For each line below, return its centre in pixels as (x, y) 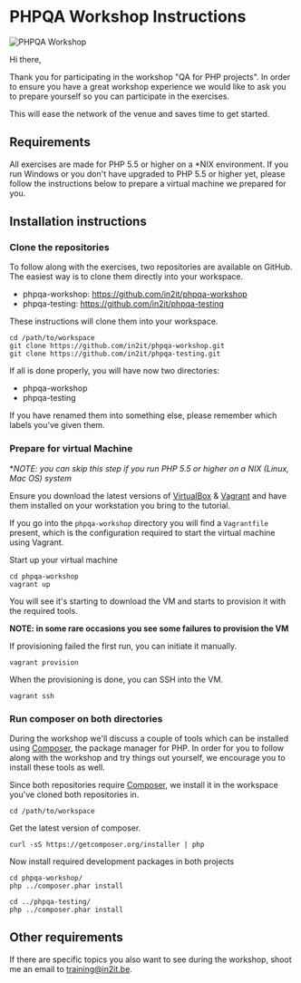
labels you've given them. (58, 425)
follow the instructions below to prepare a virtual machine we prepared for (148, 183)
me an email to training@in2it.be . (71, 968)
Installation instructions (78, 222)
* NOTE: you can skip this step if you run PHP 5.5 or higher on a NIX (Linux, (150, 468)
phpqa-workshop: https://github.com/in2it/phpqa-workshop (135, 294)
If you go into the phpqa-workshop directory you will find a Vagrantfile (139, 522)
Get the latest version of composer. (75, 828)
